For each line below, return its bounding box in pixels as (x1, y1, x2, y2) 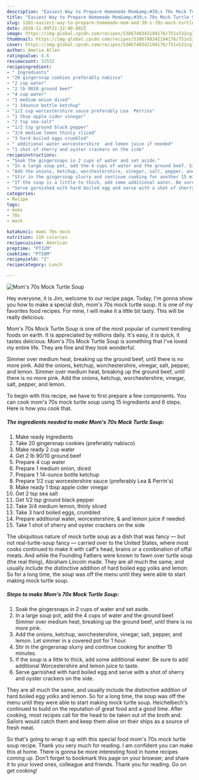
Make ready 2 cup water (15, 446, 75, 453)
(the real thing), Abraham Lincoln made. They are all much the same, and (6, 558, 184, 565)
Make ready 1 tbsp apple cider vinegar (15, 484, 109, 491)
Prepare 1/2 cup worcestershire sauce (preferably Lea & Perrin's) (15, 477, 174, 484)
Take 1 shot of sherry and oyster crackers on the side (15, 521, 145, 528)
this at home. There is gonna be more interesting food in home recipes (6, 748, 178, 755)
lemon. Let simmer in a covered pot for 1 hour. (15, 637, 128, 644)
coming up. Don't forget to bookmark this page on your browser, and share (6, 754, 190, 762)
